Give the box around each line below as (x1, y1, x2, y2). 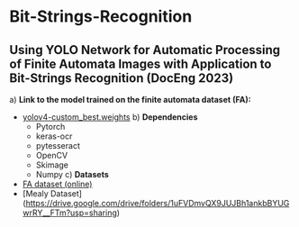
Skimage (35, 159, 69, 170)
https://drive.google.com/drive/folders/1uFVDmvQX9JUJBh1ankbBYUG (25, 198, 290, 208)
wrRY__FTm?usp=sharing (22, 207, 117, 218)
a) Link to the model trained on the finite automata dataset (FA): (9, 95, 251, 104)
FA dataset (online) (22, 178, 93, 189)
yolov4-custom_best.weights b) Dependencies (22, 112, 198, 123)
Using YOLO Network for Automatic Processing (9, 42, 281, 58)
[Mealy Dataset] (22, 188, 83, 199)
